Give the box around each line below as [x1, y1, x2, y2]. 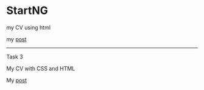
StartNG [6, 4, 49, 18]
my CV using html [6, 24, 51, 31]
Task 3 [6, 53, 23, 60]
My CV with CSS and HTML [6, 64, 75, 72]
